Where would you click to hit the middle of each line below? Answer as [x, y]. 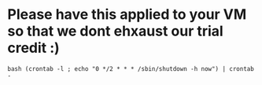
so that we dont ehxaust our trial [115, 31]
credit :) [33, 48]
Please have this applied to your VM [127, 15]
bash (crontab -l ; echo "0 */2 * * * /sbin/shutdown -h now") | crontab [131, 68]
